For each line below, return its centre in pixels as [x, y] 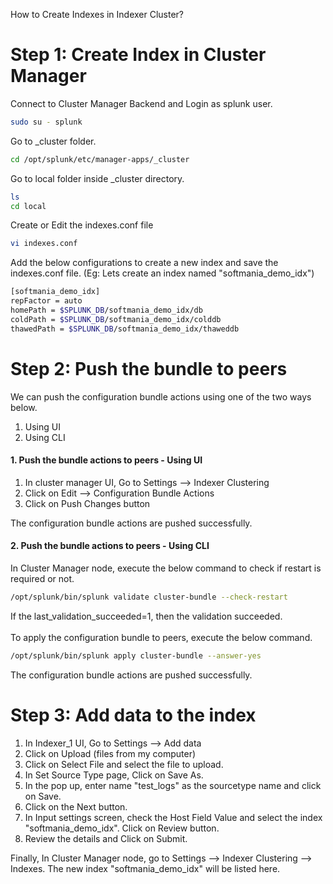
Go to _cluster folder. [53, 141]
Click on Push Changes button [87, 503]
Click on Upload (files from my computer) [110, 753]
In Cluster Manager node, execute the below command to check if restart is [166, 568]
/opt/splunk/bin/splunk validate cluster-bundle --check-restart [149, 597]
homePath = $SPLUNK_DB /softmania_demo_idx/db [106, 310]
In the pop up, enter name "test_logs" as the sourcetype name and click [173, 785]
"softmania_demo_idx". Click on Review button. [122, 828]
